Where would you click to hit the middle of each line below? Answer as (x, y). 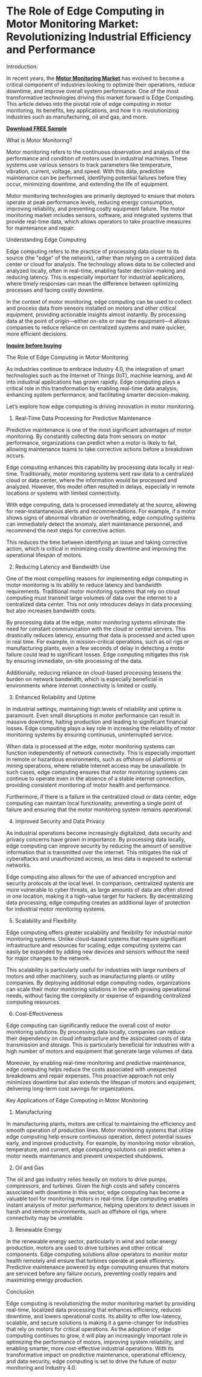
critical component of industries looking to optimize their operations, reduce (101, 84)
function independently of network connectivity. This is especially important (101, 753)
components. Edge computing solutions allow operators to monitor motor (97, 1254)
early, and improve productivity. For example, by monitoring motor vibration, (101, 1143)
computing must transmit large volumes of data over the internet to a (92, 598)
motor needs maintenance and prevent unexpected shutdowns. (85, 1156)
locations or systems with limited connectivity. (64, 493)
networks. (19, 865)
